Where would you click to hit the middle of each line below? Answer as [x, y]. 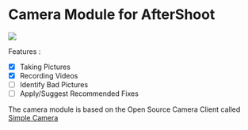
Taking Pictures [45, 67]
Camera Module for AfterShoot [112, 15]
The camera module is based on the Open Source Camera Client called [124, 109]
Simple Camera [33, 118]
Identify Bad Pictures [54, 85]
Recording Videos [49, 76]
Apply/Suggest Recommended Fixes [79, 94]
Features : [25, 51]
